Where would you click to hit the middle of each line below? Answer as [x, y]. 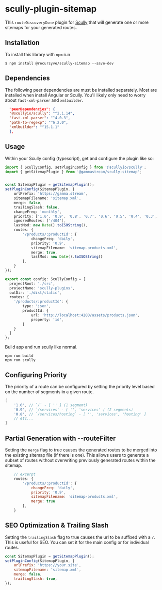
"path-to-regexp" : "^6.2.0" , [39, 123]
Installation [22, 43]
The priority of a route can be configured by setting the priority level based [80, 386]
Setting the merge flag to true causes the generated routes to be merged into [81, 450]
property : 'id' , [47, 319]
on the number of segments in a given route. [49, 392]
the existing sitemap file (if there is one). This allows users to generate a [77, 455]
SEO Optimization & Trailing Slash [57, 525]
